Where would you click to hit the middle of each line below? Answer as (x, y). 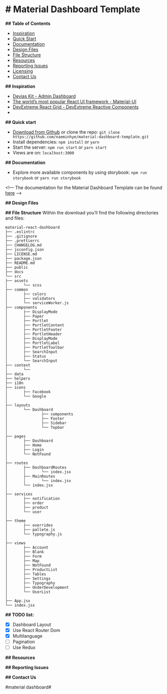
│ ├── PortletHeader (34, 334)
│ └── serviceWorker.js (37, 303)
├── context (18, 365)
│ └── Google (26, 396)
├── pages (16, 436)
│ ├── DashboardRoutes (36, 467)
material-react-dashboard (32, 227)
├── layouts (18, 405)
